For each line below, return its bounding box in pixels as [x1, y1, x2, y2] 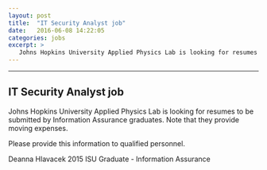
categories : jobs [8, 33, 66, 42]
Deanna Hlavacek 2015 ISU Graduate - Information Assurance [8, 154, 211, 164]
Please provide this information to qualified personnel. [8, 138, 185, 148]
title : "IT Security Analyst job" [8, 19, 126, 27]
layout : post [8, 11, 52, 20]
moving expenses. [8, 123, 68, 133]
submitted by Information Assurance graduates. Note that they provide [8, 114, 240, 124]
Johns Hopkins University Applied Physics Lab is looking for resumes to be [8, 106, 254, 116]
